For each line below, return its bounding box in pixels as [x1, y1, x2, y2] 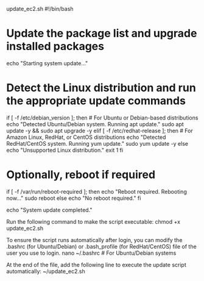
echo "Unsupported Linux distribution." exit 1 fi [6, 146, 124, 154]
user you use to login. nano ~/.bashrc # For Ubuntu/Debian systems [6, 249, 177, 257]
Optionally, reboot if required [6, 168, 156, 182]
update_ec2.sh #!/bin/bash [6, 5, 74, 12]
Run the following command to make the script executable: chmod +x [6, 218, 181, 225]
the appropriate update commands [6, 94, 186, 108]
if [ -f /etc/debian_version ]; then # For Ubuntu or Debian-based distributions [6, 114, 199, 121]
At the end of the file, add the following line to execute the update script [6, 261, 187, 268]
